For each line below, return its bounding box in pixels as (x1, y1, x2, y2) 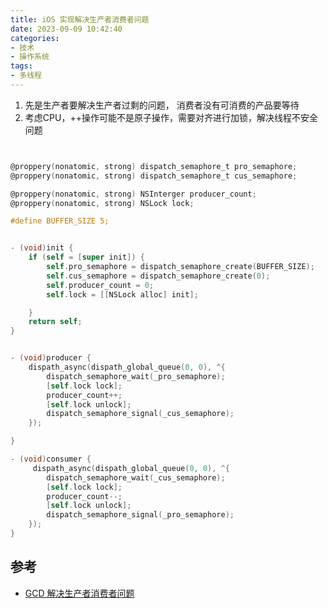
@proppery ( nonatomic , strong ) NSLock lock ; (10, 198, 195, 208)
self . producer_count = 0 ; (46, 280, 155, 290)
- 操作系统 (10, 52, 50, 62)
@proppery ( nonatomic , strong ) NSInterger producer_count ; (10, 189, 257, 199)
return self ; (28, 317, 83, 327)
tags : (10, 61, 33, 71)
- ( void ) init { (10, 243, 74, 253)
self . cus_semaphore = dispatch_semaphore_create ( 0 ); (46, 271, 271, 281)
